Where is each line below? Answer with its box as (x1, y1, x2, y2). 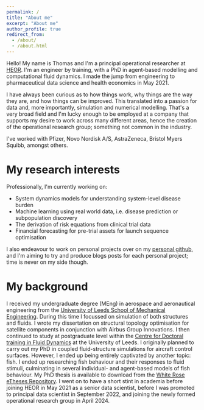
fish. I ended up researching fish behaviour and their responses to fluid (6, 358, 185, 366)
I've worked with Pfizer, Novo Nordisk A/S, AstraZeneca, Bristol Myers (6, 135, 183, 142)
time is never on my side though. (6, 258, 88, 266)
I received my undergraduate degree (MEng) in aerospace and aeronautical (6, 300, 195, 307)
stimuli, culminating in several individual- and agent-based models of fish (6, 364, 191, 372)
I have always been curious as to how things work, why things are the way (6, 91, 193, 98)
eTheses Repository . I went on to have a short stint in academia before (6, 377, 183, 384)
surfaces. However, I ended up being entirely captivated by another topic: (6, 352, 191, 359)
